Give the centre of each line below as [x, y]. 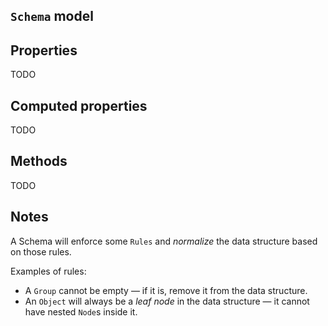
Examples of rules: [48, 271]
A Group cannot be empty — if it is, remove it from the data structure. [166, 290]
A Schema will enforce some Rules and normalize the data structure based [164, 241]
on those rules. [41, 251]
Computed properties [79, 105]
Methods [39, 161]
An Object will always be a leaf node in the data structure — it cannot [167, 301]
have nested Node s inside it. [81, 311]
